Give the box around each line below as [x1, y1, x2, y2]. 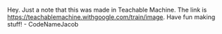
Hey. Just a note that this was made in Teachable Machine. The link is [7, 6, 207, 14]
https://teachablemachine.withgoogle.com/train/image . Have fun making [7, 13, 216, 21]
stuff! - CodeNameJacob [7, 20, 79, 28]
